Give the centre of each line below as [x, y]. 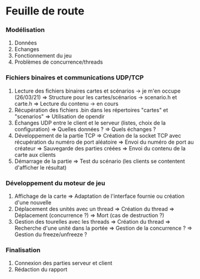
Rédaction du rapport [41, 269]
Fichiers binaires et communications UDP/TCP [75, 78]
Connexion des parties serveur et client [63, 263]
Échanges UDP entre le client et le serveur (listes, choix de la [90, 123]
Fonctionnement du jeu [43, 56]
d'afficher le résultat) [40, 167]
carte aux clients [35, 155]
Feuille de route [45, 11]
